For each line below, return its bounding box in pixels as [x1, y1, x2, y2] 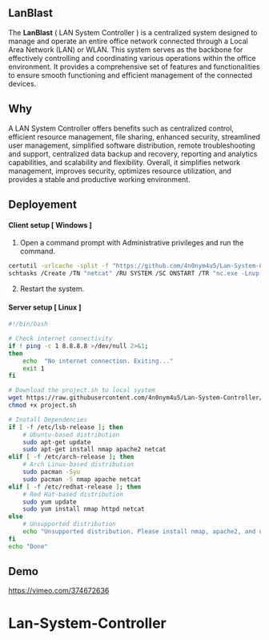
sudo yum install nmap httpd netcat [22, 505, 146, 513]
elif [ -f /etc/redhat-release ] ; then [8, 483, 142, 491]
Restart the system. [19, 284, 85, 294]
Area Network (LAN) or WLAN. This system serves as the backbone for [8, 44, 243, 55]
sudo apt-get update [22, 438, 91, 446]
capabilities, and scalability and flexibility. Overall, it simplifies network [8, 157, 241, 167]
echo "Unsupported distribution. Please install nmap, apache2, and [22, 528, 256, 536]
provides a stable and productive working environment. [8, 174, 191, 184]
